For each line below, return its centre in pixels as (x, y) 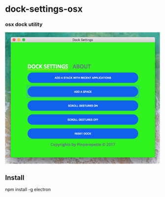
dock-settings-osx (44, 9)
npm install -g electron (28, 190)
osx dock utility (24, 25)
